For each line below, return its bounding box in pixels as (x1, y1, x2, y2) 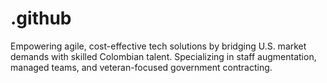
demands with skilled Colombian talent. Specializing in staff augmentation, (10, 50, 317, 62)
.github (10, 7, 72, 30)
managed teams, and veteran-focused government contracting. (10, 61, 273, 73)
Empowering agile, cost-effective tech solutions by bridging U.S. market (10, 40, 307, 52)
